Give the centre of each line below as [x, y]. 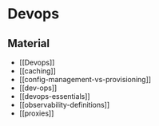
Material [28, 43]
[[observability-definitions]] [64, 105]
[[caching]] [38, 71]
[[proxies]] [36, 113]
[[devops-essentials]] [54, 96]
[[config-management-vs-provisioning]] [85, 79]
